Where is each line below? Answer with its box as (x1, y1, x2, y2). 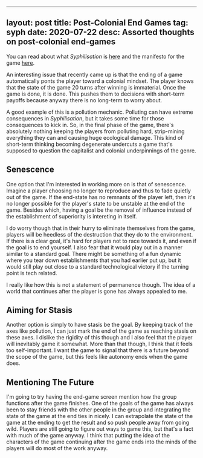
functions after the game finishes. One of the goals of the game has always (6, 400, 193, 407)
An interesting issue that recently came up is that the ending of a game (6, 71, 183, 78)
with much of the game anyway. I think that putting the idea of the (6, 432, 170, 439)
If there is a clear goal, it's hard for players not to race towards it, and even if (6, 237, 197, 244)
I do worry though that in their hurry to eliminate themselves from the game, (6, 224, 195, 232)
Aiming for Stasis (6, 305, 72, 315)
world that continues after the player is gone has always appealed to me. (6, 287, 187, 295)
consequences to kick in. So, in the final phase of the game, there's (6, 121, 174, 128)
